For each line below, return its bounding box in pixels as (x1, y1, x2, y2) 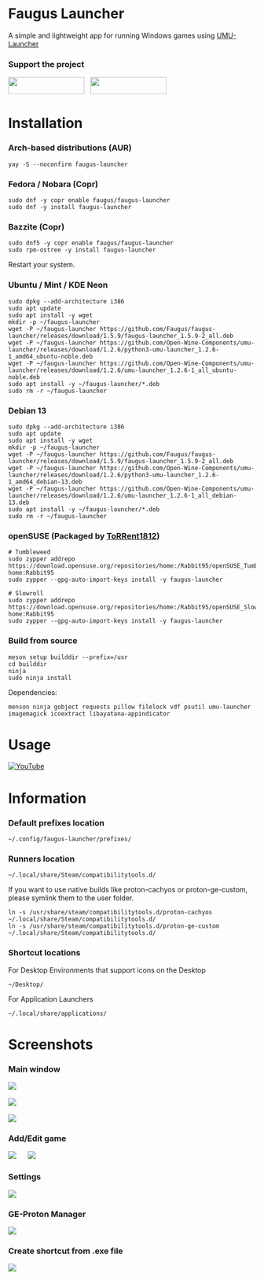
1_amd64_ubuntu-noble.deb (8, 352, 93, 360)
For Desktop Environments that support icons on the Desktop (8, 965, 207, 975)
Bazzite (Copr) (8, 221, 65, 232)
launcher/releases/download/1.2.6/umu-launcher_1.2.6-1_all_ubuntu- (8, 366, 237, 374)
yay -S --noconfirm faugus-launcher (8, 160, 128, 168)
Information (8, 789, 86, 807)
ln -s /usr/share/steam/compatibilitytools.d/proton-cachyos (8, 909, 213, 917)
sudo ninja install (8, 674, 72, 682)
